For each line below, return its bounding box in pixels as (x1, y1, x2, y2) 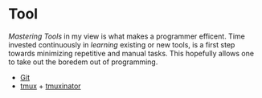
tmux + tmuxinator (19, 81, 82, 91)
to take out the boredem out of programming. (8, 57, 158, 67)
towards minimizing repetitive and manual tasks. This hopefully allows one (8, 48, 255, 58)
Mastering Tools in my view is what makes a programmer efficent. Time (8, 31, 245, 41)
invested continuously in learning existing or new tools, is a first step (8, 39, 235, 49)
